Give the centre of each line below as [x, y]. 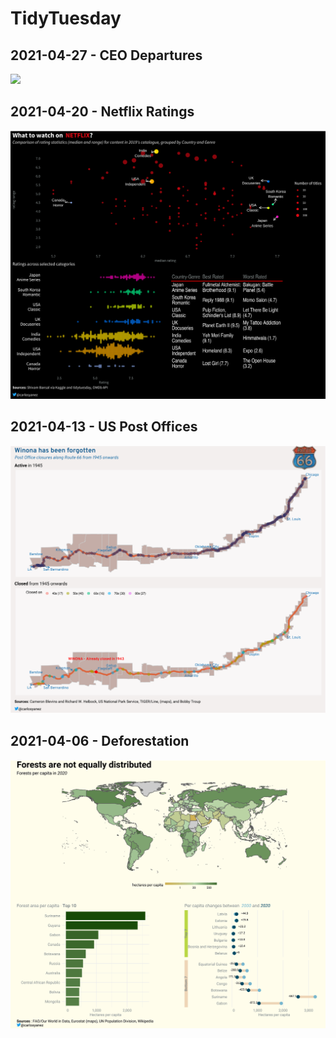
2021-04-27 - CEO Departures [106, 55]
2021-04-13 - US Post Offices [104, 426]
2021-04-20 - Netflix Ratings [102, 112]
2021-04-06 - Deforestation [100, 741]
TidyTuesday [66, 18]
